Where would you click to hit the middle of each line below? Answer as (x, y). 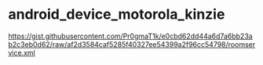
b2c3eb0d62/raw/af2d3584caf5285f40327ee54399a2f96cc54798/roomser (132, 44)
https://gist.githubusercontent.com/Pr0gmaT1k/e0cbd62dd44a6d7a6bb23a (130, 36)
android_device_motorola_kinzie (117, 14)
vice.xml (22, 52)
